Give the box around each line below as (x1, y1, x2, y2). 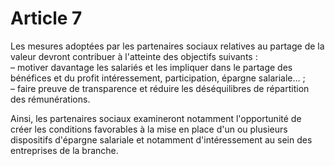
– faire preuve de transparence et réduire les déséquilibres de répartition (10, 82, 310, 94)
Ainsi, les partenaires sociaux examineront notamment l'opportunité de (10, 112, 302, 124)
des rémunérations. (10, 93, 91, 105)
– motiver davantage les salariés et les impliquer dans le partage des (10, 61, 293, 73)
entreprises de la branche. (10, 144, 119, 156)
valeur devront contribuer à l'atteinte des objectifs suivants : (10, 50, 258, 62)
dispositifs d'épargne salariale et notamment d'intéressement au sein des (10, 133, 313, 146)
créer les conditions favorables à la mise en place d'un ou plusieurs (10, 123, 288, 135)
